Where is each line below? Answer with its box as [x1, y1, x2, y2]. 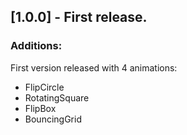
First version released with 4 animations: [10, 61, 178, 74]
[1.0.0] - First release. [10, 9, 148, 26]
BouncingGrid [24, 113, 82, 125]
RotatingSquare [24, 91, 90, 104]
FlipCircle [24, 81, 65, 93]
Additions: [10, 39, 63, 53]
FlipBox [24, 102, 57, 114]
